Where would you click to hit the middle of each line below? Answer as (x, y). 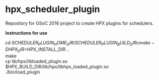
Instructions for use (26, 33)
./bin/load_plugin (23, 72)
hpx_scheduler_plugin (53, 9)
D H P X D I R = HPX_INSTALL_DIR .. (37, 50)
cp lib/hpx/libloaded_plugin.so (36, 61)
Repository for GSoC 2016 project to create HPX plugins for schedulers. (79, 23)
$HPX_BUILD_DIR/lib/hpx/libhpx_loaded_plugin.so (57, 66)
